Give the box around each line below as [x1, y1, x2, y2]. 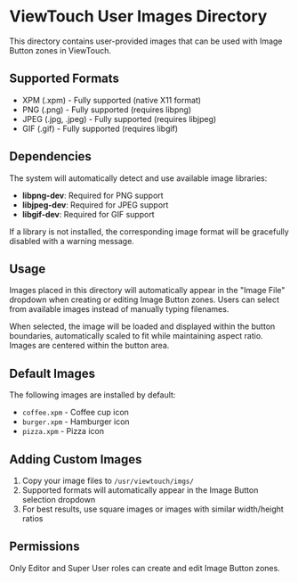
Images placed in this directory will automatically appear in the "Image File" [9, 285, 286, 296]
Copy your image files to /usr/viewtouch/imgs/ [21, 475, 194, 486]
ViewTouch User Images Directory [9, 6, 268, 27]
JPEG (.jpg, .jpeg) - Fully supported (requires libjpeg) [21, 113, 217, 124]
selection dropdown [21, 495, 96, 504]
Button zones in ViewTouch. [9, 45, 111, 55]
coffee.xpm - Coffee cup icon [21, 407, 129, 418]
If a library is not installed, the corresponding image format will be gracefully [9, 225, 289, 237]
